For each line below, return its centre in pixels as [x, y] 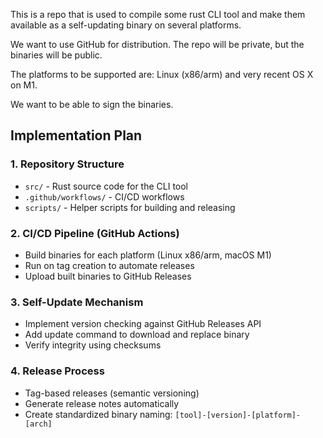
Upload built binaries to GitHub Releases [108, 276]
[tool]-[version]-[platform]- [238, 415]
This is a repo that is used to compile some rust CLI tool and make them [158, 14]
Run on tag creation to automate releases [109, 265]
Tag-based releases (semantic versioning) [112, 393]
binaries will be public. [56, 55]
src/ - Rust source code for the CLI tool [106, 186]
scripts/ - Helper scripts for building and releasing [130, 207]
